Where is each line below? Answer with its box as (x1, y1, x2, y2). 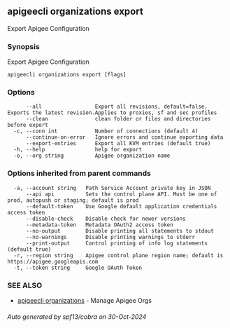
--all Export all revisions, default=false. (25, 103, 208, 111)
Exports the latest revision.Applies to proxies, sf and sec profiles (7, 109, 217, 116)
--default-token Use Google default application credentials (25, 203, 217, 210)
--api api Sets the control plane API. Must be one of (25, 191, 217, 198)
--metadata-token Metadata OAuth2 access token (25, 221, 173, 228)
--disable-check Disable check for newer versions (25, 215, 187, 222)
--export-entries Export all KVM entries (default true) (25, 140, 211, 147)
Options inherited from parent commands (7, 168, 152, 178)
